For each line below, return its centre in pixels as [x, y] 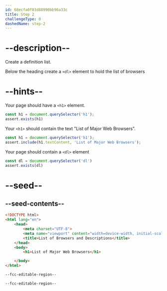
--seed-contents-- [35, 203]
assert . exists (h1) [24, 119]
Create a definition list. [28, 62]
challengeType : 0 [23, 19]
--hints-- [24, 92]
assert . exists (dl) [24, 165]
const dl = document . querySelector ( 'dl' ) [49, 161]
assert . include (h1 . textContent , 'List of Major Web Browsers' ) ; [73, 142]
